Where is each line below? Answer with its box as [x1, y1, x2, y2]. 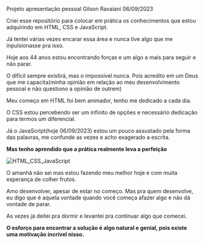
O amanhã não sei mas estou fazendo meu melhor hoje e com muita [6, 169, 178, 176]
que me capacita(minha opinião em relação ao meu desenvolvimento [6, 79, 180, 86]
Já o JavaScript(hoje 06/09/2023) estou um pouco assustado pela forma [6, 127, 191, 134]
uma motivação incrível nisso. [6, 231, 84, 238]
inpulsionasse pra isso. [6, 42, 64, 49]
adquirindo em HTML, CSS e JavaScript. [6, 24, 108, 31]
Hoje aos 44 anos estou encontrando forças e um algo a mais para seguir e [6, 54, 197, 61]
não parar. [6, 61, 32, 67]
